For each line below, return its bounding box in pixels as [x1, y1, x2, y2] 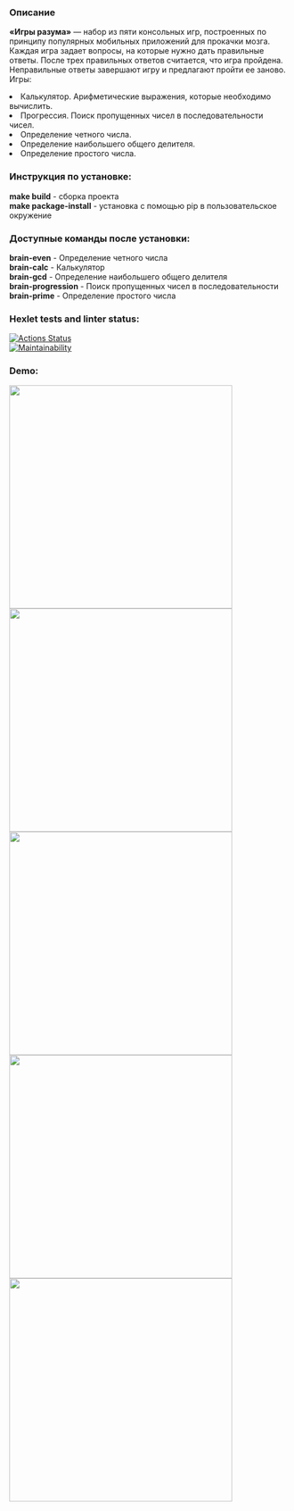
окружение [9, 210, 53, 221]
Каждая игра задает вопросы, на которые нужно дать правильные [9, 46, 265, 56]
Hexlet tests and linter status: [9, 313, 140, 325]
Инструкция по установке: [9, 171, 132, 183]
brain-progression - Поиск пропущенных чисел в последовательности [9, 280, 279, 291]
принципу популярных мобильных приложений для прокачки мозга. [9, 36, 271, 46]
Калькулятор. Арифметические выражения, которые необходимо [20, 91, 272, 102]
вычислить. [9, 101, 53, 112]
